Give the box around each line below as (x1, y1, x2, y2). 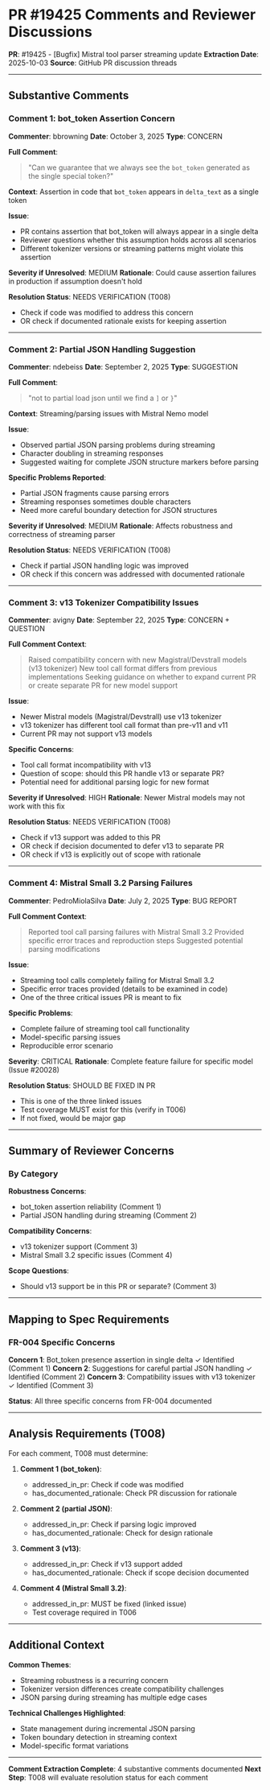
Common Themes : (8, 1660, 72, 1669)
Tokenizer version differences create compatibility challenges (19, 1684, 224, 1693)
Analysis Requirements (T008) (8, 1427, 166, 1441)
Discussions (8, 23, 92, 41)
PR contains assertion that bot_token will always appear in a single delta (19, 226, 259, 236)
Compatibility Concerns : (8, 1226, 92, 1236)
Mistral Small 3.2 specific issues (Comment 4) (19, 1251, 173, 1260)
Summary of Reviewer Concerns (8, 1143, 174, 1157)
